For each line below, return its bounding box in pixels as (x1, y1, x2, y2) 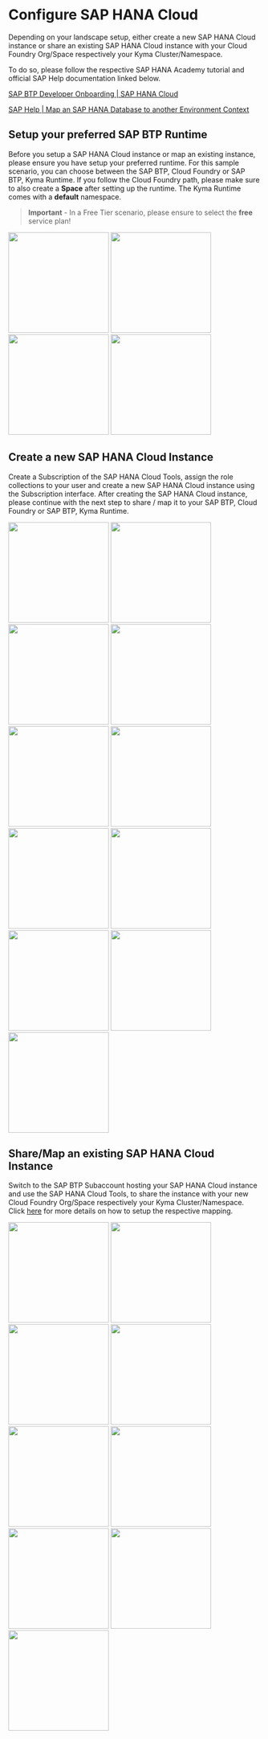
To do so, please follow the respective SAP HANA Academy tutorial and (8, 64, 245, 74)
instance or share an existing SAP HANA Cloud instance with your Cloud (8, 40, 247, 50)
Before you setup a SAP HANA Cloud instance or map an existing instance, (8, 149, 256, 158)
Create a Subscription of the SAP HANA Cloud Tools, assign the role (8, 472, 234, 482)
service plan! (27, 215, 71, 226)
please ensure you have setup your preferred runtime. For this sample (8, 158, 239, 167)
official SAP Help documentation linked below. (8, 73, 161, 83)
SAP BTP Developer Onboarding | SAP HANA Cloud (8, 88, 179, 98)
